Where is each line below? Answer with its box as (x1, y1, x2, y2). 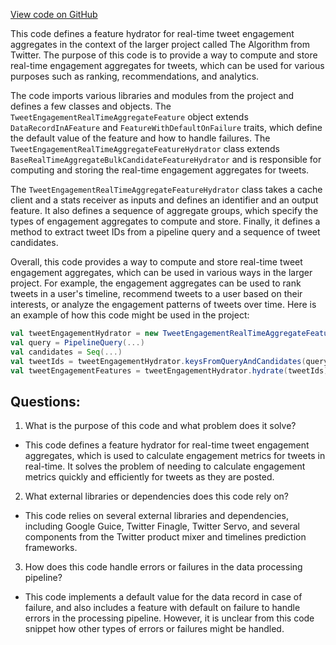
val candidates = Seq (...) (10, 347, 123, 357)
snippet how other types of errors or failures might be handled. (24, 623, 285, 635)
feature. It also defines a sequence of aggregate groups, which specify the (10, 205, 319, 216)
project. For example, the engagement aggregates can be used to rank (10, 277, 302, 289)
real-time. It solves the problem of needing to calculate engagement (24, 460, 306, 473)
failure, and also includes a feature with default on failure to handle (24, 602, 301, 614)
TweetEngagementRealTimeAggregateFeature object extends (10, 111, 249, 123)
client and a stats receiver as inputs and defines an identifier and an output (10, 194, 319, 206)
